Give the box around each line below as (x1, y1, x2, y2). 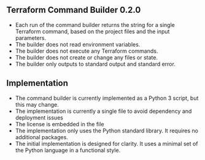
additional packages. (15, 133, 69, 140)
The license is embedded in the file (15, 120, 104, 128)
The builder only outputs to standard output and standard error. (15, 60, 176, 67)
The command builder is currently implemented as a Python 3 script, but (15, 94, 199, 102)
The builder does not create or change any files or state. (15, 53, 158, 61)
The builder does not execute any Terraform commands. (15, 47, 158, 55)
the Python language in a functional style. (15, 147, 121, 154)
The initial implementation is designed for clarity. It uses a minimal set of (15, 140, 198, 147)
